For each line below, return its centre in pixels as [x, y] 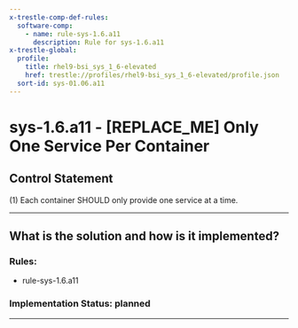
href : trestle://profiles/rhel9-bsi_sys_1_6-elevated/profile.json [152, 75]
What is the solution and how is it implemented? [144, 236]
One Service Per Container [110, 146]
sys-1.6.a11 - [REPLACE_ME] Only [134, 127]
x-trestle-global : [43, 51]
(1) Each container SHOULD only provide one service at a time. [124, 199]
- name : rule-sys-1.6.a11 [73, 34]
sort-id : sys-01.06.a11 [61, 83]
